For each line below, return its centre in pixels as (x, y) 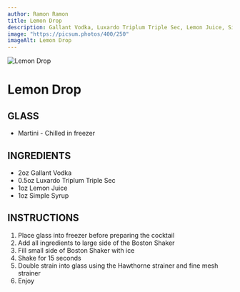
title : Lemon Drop (35, 21)
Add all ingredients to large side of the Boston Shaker (96, 243)
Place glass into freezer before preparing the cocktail (96, 235)
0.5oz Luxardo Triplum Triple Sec (66, 180)
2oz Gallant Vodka (45, 173)
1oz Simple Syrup (43, 195)
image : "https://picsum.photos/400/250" (69, 34)
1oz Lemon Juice (42, 188)
